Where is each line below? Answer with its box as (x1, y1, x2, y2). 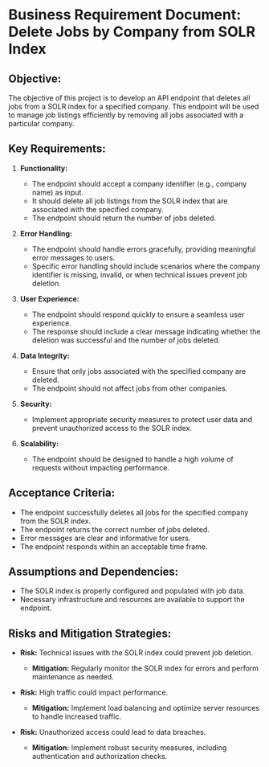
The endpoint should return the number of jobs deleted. (31, 213, 217, 223)
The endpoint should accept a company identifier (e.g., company (31, 178, 247, 188)
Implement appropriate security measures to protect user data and (31, 414, 253, 424)
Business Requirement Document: (8, 6, 242, 24)
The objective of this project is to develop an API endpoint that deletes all (8, 93, 251, 102)
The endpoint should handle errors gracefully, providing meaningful (31, 244, 256, 254)
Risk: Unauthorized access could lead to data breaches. (19, 728, 206, 737)
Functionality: (19, 163, 68, 173)
